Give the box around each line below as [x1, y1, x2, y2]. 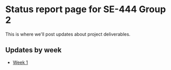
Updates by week [5, 46, 62, 54]
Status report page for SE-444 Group [5, 4, 166, 15]
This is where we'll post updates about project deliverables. [5, 31, 131, 37]
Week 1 [12, 59, 28, 65]
